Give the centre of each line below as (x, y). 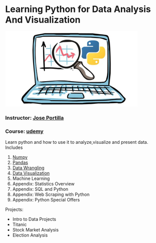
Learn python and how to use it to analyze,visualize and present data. (77, 142)
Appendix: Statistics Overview (43, 184)
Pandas (20, 163)
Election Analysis (30, 235)
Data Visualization (31, 173)
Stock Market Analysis (35, 230)
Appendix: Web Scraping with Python (51, 194)
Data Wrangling (28, 168)
